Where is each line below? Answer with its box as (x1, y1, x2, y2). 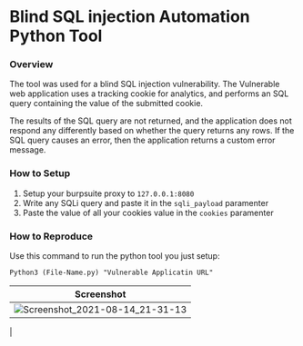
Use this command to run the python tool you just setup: (9, 251, 220, 262)
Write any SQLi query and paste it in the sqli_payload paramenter (22, 197, 269, 208)
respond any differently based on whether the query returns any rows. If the (9, 125, 295, 136)
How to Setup (9, 167, 71, 180)
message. (9, 144, 46, 155)
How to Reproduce (9, 230, 94, 242)
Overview (9, 58, 54, 71)
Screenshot (74, 288, 126, 301)
